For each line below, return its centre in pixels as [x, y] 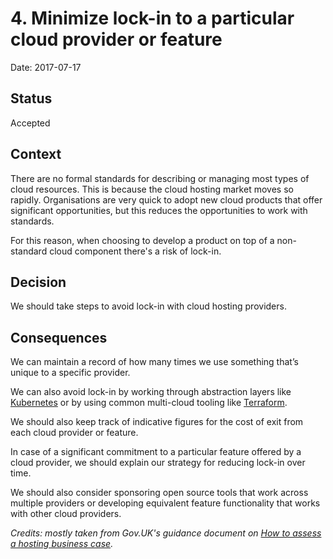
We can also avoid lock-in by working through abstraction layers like [151, 392]
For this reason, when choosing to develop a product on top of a [142, 240]
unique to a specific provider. [70, 373]
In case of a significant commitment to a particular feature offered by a [156, 452]
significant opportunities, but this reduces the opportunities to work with [159, 210]
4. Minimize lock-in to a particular [152, 18]
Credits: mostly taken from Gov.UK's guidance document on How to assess [166, 533]
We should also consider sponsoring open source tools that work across [159, 493]
